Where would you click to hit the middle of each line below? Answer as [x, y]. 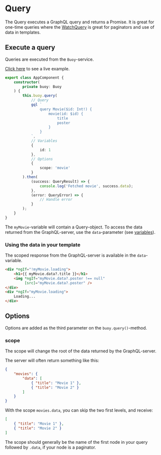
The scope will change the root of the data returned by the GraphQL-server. [81, 351]
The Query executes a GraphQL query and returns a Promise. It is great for [80, 22]
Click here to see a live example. [37, 69]
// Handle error [56, 200]
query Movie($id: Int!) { [66, 109]
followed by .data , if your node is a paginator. [50, 447]
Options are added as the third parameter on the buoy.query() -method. [76, 328]
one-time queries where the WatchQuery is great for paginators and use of [80, 27]
